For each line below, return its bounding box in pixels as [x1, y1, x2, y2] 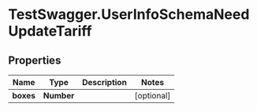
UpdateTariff [8, 22, 92, 40]
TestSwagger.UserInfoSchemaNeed [8, 6, 250, 24]
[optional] [134, 91, 171, 101]
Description [81, 77, 128, 87]
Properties [8, 54, 61, 67]
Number [43, 91, 75, 101]
